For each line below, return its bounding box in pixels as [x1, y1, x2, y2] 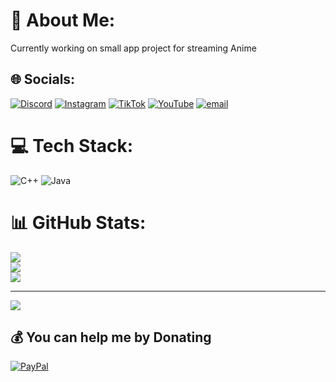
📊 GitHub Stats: [10, 211, 147, 234]
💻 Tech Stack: [10, 134, 134, 157]
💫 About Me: [10, 9, 116, 32]
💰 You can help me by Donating [10, 329, 212, 346]
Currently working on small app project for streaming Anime [10, 42, 257, 54]
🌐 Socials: [10, 71, 76, 88]
